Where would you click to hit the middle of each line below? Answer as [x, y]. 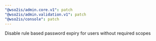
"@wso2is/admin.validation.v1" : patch [45, 14]
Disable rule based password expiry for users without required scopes [78, 33]
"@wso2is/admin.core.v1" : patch [39, 10]
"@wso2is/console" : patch [32, 19]
